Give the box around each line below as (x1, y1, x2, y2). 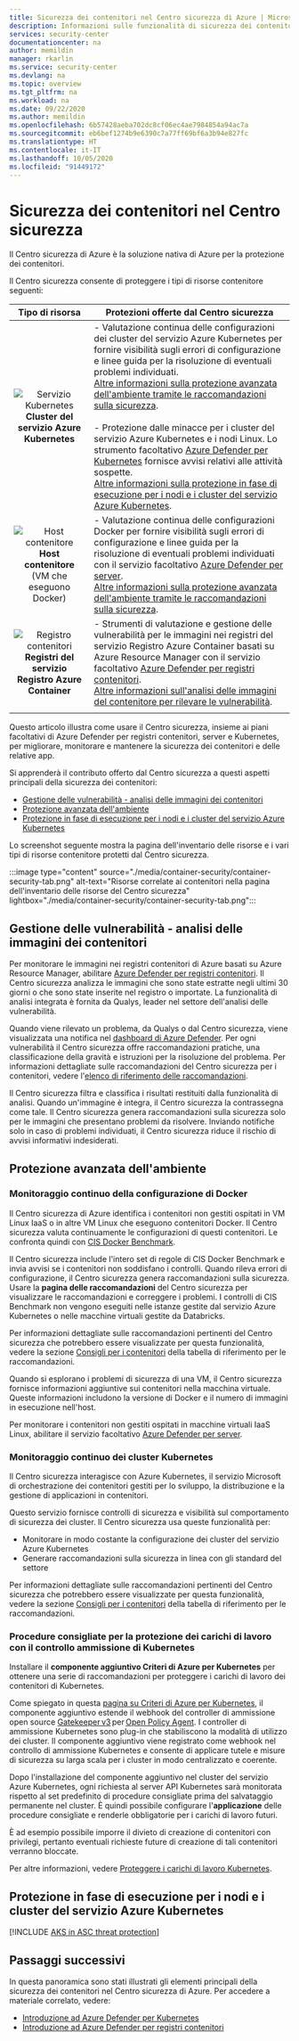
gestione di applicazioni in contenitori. (9, 1490, 149, 1501)
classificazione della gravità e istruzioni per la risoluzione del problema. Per (9, 1052, 287, 1062)
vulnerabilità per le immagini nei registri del (93, 629, 274, 642)
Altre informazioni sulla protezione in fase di (93, 478, 278, 490)
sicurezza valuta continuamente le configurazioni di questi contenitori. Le (9, 1226, 279, 1237)
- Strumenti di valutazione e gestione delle (93, 618, 273, 630)
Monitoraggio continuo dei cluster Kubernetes (9, 1450, 214, 1463)
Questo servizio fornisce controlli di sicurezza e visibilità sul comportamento (9, 1507, 289, 1518)
